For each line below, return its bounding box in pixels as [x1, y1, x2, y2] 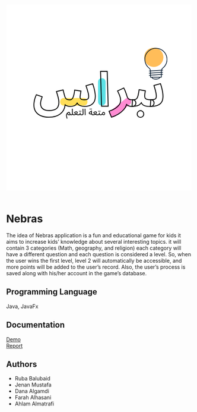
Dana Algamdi [14, 388, 49, 395]
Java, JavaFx [6, 303, 39, 310]
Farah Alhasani [14, 394, 52, 401]
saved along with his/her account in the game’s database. [6, 269, 147, 276]
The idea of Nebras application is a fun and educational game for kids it [6, 231, 181, 239]
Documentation [6, 320, 65, 330]
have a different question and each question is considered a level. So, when [6, 250, 192, 257]
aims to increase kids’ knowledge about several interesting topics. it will [6, 238, 182, 245]
